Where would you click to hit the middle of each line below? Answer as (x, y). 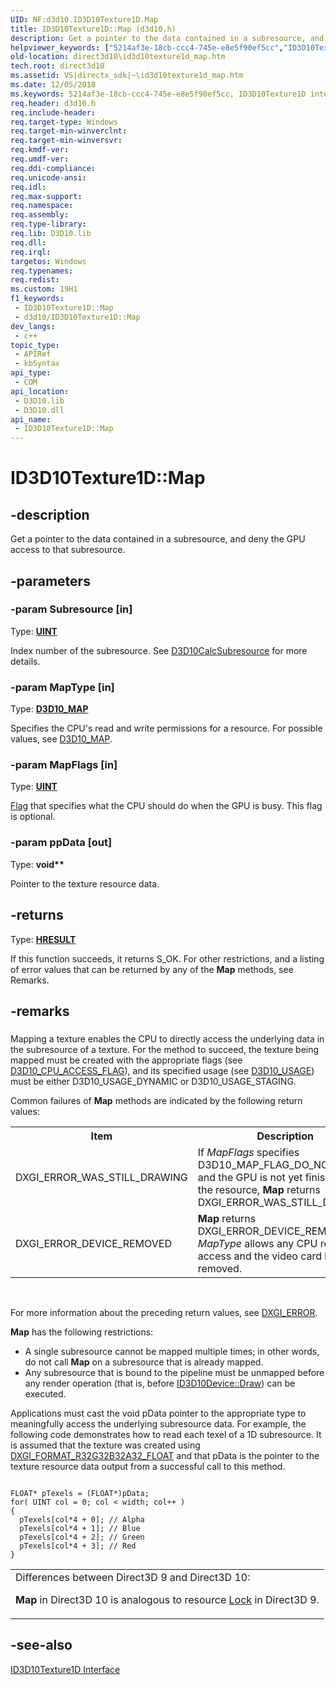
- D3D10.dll (39, 410)
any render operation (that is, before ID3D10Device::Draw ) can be (160, 1383)
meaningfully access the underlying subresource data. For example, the (158, 1423)
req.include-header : (53, 112)
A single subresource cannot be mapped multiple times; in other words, (172, 1351)
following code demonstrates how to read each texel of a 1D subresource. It (166, 1434)
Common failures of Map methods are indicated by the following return (156, 1100)
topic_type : (35, 345)
